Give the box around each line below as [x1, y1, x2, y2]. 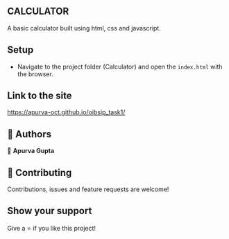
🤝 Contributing [7, 166, 72, 179]
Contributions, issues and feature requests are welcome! [7, 185, 169, 193]
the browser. [17, 69, 53, 78]
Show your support [7, 205, 92, 217]
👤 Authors [7, 128, 52, 140]
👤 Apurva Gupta [7, 147, 55, 155]
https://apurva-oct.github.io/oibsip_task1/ [7, 108, 126, 116]
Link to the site [7, 90, 72, 102]
